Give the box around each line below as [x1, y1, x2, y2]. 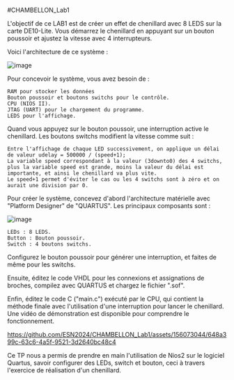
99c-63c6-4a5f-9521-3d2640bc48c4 [7, 338, 116, 346]
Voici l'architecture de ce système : [7, 48, 109, 56]
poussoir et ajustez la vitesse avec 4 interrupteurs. [7, 34, 153, 42]
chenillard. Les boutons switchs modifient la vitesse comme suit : [7, 132, 194, 140]
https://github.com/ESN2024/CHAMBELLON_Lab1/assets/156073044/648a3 [7, 331, 227, 338]
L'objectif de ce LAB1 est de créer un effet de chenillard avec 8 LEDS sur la [7, 19, 221, 27]
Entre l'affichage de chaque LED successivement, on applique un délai [7, 145, 219, 152]
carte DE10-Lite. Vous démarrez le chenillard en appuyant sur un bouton [7, 27, 214, 35]
